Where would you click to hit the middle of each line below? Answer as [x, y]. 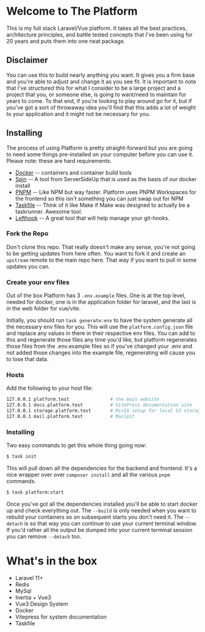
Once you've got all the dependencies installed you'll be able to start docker [102, 504]
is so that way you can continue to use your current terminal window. [111, 523]
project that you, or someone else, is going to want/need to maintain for [96, 94]
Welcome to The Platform [72, 11]
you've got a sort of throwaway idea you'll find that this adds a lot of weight [101, 107]
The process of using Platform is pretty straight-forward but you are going [100, 148]
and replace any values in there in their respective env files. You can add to [101, 333]
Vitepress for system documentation [61, 617]
